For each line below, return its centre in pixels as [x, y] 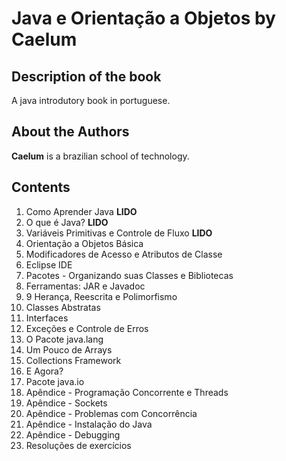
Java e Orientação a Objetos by [143, 18]
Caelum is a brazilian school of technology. [100, 156]
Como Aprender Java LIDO [81, 211]
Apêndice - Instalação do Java [89, 424]
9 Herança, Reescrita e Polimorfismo [101, 296]
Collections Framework [73, 360]
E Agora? [44, 371]
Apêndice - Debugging [73, 434]
